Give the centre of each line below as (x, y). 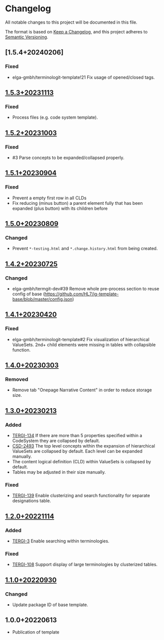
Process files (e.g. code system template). (55, 117)
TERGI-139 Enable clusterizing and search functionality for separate (81, 496)
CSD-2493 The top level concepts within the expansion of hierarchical (83, 446)
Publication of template (36, 632)
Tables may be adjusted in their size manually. (59, 472)
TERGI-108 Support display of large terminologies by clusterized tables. (85, 565)
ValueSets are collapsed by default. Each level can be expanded (77, 451)
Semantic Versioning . (27, 37)
